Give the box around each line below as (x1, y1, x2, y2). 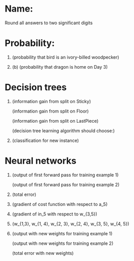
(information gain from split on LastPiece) (12, 118, 99, 124)
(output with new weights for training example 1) (12, 230, 113, 236)
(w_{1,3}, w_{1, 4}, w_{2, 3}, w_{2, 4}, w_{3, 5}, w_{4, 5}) (12, 221, 129, 227)
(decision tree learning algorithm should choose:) (12, 127, 115, 134)
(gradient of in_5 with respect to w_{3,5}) (12, 211, 98, 217)
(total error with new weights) (12, 250, 74, 256)
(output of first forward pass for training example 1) (12, 172, 119, 178)
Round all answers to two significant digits (5, 20, 93, 26)
